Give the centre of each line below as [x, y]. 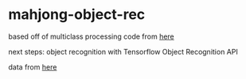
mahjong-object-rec [77, 15]
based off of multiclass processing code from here [92, 36]
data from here [33, 67]
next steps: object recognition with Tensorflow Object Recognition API [123, 51]
